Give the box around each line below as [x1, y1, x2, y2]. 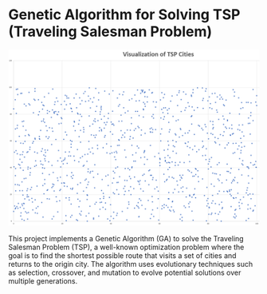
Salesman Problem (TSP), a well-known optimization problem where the [8, 242, 245, 252]
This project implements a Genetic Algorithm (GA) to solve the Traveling [8, 234, 245, 244]
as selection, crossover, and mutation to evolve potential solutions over [8, 268, 241, 277]
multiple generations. [8, 276, 78, 286]
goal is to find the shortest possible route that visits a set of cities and [8, 251, 237, 260]
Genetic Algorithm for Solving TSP [8, 6, 241, 24]
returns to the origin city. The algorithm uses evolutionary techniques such [8, 260, 253, 269]
